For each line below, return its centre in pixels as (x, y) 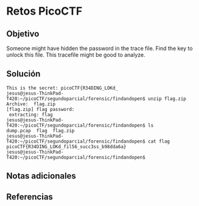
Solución (23, 74)
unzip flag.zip (167, 99)
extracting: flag (31, 115)
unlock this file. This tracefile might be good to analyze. (76, 55)
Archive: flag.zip (31, 104)
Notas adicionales (41, 176)
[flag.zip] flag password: (40, 109)
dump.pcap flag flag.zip (40, 130)
